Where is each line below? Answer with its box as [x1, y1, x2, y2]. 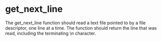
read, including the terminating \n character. [5, 30, 96, 36]
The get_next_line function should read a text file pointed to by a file [5, 20, 146, 26]
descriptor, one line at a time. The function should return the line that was [5, 25, 157, 31]
